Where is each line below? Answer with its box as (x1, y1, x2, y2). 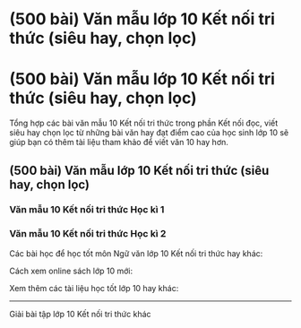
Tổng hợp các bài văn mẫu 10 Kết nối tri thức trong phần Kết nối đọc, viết (9, 117, 279, 129)
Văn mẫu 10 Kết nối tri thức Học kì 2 (9, 228, 167, 240)
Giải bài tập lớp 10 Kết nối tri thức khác (9, 308, 151, 319)
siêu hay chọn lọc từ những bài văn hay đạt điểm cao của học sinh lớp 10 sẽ (9, 127, 289, 138)
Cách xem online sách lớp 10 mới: (9, 265, 133, 276)
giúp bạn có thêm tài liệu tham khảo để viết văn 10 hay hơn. (9, 137, 228, 148)
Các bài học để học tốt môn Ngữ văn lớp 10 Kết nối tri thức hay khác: (9, 247, 263, 259)
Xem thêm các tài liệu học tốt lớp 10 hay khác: (9, 282, 179, 293)
